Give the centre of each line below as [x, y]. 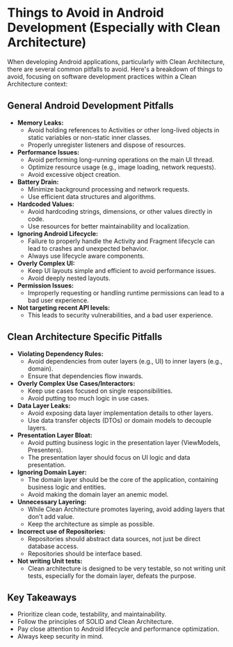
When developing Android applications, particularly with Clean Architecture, [116, 61]
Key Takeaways [42, 597]
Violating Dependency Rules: [60, 354]
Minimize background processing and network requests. [109, 189]
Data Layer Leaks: [44, 405]
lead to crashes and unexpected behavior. [88, 248]
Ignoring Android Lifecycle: [58, 233]
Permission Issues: [46, 285]
